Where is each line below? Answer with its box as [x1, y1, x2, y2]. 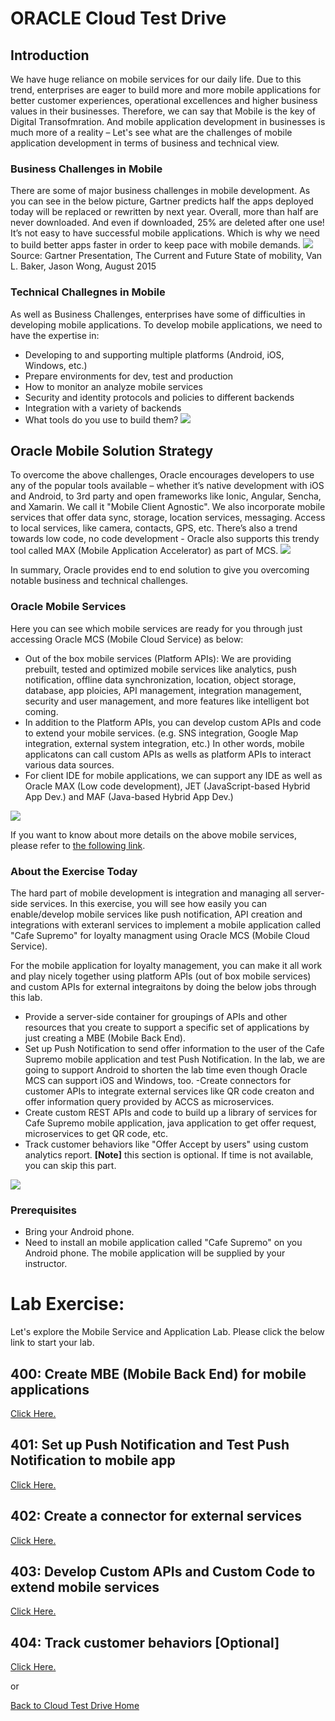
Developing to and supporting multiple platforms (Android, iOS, [24, 348, 285, 361]
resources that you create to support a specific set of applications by [24, 1022, 310, 1033]
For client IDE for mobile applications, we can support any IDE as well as [24, 769, 323, 781]
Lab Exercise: [10, 1293, 125, 1316]
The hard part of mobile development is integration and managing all [10, 887, 293, 899]
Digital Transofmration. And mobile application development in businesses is [10, 116, 326, 127]
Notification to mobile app [10, 1452, 176, 1469]
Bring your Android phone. [24, 1226, 135, 1238]
